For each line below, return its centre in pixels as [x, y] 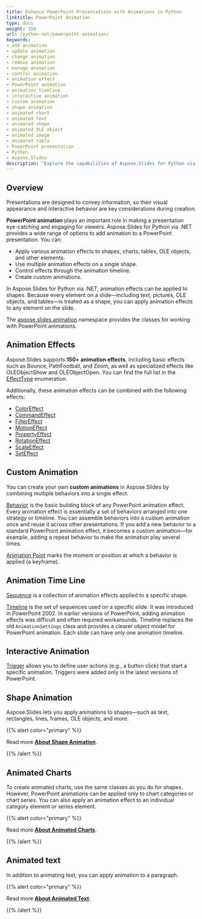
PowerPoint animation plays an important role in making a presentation [95, 220]
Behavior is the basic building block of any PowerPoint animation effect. [96, 505]
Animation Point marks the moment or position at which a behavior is [92, 555]
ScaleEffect [29, 447]
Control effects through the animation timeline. [73, 271]
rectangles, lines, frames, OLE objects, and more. [67, 719]
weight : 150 [21, 29]
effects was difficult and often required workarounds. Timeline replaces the [100, 620]
